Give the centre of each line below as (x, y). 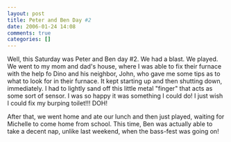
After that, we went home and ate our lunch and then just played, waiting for (116, 117)
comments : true (29, 33)
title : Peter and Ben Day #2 (49, 20)
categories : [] (29, 39)
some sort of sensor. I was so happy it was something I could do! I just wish (115, 96)
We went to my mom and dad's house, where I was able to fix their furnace (114, 66)
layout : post (26, 14)
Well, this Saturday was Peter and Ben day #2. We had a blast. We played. (113, 59)
